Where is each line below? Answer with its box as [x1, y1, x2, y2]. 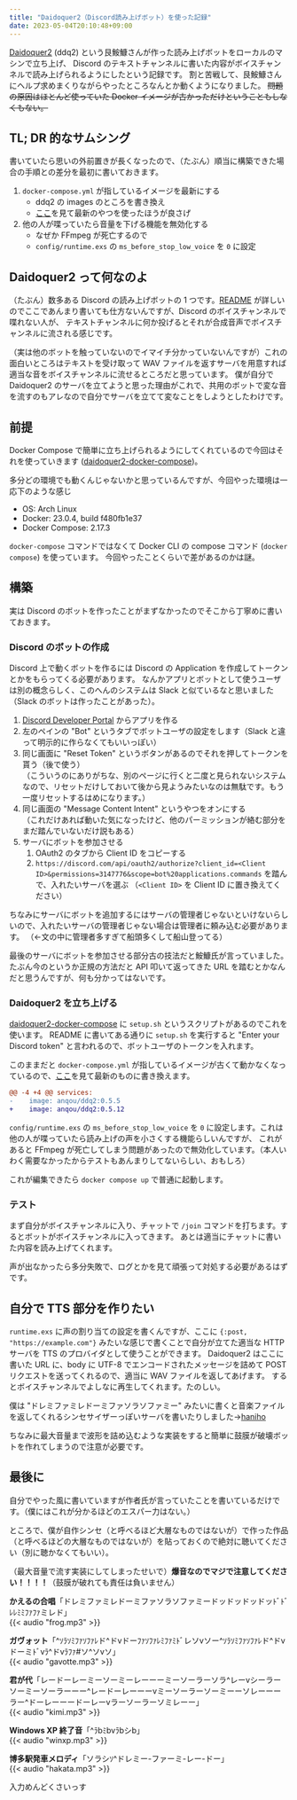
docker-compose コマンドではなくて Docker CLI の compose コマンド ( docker [9, 540, 288, 551]
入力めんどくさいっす [9, 1781, 87, 1792]
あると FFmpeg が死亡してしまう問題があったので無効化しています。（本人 [9, 1144, 279, 1154]
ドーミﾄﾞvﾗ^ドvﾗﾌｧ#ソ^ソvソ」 [9, 1646, 121, 1656]
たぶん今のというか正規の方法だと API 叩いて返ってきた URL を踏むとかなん [9, 961, 285, 972]
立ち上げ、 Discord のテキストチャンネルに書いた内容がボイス [32, 58, 259, 68]
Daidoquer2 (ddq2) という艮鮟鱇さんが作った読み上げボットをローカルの [9, 46, 276, 58]
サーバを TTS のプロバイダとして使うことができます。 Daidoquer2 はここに [9, 1349, 285, 1359]
